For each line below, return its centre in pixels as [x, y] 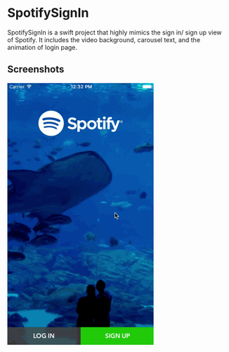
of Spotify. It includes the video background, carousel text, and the [104, 39]
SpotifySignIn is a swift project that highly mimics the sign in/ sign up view [115, 32]
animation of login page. [42, 47]
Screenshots [36, 69]
